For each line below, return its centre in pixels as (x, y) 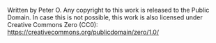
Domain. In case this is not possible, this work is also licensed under (105, 17)
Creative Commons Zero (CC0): (53, 25)
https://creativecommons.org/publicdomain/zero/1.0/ (83, 32)
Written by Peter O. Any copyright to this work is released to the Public (108, 10)
